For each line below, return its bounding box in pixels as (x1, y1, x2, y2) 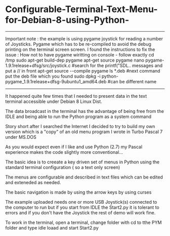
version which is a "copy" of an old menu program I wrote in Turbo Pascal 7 (5, 129, 163, 135)
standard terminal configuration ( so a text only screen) (5, 164, 120, 170)
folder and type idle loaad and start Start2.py (5, 224, 99, 230)
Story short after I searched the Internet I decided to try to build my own (5, 123, 155, 129)
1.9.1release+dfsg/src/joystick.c (5, 62, 71, 69)
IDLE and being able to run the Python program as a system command (5, 113, 152, 120)
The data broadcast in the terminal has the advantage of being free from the (5, 108, 164, 114)
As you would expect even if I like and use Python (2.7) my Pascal (5, 144, 143, 150)
